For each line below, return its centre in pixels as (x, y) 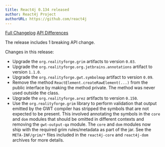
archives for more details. (38, 140)
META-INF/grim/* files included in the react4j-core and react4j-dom (80, 135)
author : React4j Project (31, 14)
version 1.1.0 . (27, 72)
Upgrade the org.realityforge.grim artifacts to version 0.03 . (74, 62)
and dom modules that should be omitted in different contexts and (78, 119)
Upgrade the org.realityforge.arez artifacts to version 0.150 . (75, 98)
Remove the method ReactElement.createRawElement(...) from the (80, 82)
